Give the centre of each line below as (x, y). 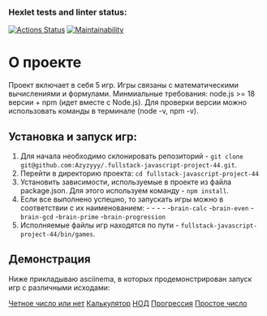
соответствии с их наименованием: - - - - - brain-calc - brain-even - (137, 208)
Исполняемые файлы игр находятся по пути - (99, 225)
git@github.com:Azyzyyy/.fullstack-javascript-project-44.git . (129, 165)
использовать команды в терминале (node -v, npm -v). (103, 111)
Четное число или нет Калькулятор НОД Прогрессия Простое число (128, 303)
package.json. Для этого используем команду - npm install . (125, 191)
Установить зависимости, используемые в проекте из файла (126, 182)
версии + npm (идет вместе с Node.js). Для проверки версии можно (128, 102)
